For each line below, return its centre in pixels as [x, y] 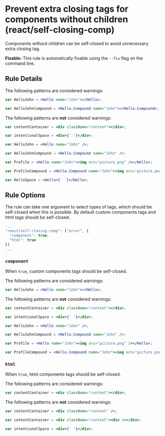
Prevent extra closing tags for [67, 9]
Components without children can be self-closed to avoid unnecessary [77, 43]
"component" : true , [29, 236]
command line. [20, 63]
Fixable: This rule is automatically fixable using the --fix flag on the [74, 58]
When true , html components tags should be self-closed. [63, 374]
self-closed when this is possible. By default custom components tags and [81, 212]
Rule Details [24, 79]
